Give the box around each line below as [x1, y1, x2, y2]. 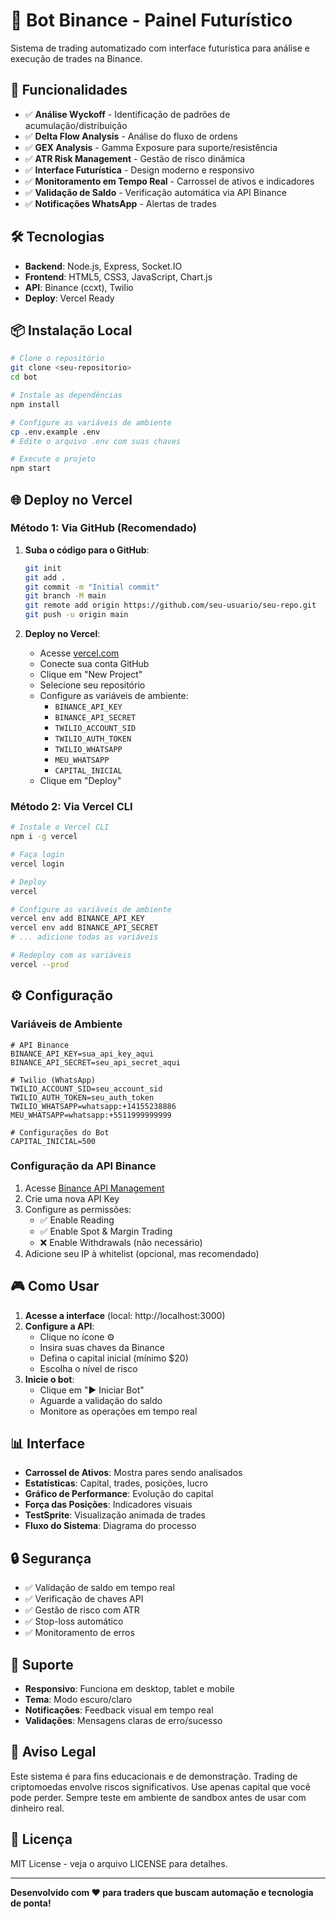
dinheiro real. [10, 1802, 65, 1814]
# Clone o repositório [10, 354, 105, 364]
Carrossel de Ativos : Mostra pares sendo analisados [24, 1467, 243, 1479]
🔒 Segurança [10, 1550, 92, 1567]
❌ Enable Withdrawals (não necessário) [39, 1236, 203, 1248]
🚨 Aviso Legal [10, 1744, 97, 1761]
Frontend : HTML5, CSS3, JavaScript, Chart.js [24, 270, 213, 283]
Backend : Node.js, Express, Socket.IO [24, 260, 183, 272]
